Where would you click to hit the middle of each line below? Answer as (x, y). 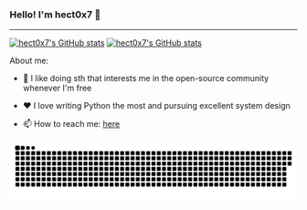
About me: (29, 61)
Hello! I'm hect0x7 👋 (55, 15)
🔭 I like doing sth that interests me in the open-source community (146, 79)
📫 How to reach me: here (71, 124)
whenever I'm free (57, 88)
